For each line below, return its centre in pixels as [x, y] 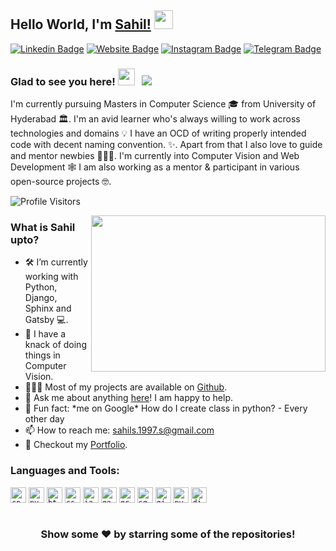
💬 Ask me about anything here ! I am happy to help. [129, 398]
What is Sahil [43, 228]
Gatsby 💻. [46, 320]
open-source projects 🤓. [61, 182]
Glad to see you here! [63, 81]
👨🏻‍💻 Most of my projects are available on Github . [126, 387]
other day [44, 419]
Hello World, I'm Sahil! [81, 24]
